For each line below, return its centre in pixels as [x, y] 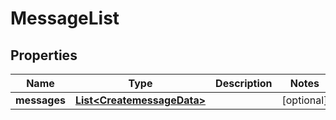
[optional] [304, 100]
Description [244, 83]
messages [40, 100]
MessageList [65, 18]
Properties [44, 55]
